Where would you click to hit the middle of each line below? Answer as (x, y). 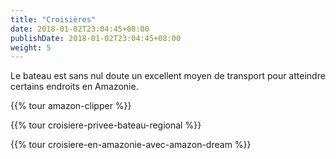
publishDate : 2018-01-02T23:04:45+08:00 (96, 38)
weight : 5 (31, 47)
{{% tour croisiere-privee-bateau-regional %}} (106, 125)
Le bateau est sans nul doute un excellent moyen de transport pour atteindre (168, 76)
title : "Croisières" (53, 19)
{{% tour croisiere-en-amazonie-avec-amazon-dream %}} (131, 145)
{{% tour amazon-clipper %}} (71, 106)
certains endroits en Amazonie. (74, 87)
